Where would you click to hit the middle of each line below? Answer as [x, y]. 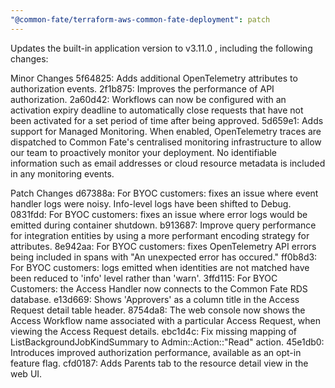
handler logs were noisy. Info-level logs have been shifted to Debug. [151, 203]
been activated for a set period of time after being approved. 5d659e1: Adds [167, 120]
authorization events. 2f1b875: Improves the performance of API [142, 88]
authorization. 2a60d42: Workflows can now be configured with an [148, 99]
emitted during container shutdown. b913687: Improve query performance [163, 225]
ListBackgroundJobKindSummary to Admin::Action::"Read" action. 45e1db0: [167, 342]
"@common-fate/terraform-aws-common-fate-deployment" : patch [140, 19]
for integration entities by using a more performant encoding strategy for [160, 235]
